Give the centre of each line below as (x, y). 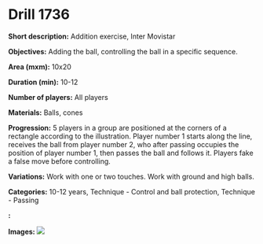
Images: (22, 231)
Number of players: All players (58, 97)
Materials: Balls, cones (46, 113)
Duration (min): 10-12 (43, 82)
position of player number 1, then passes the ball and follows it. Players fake (131, 153)
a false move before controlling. (60, 161)
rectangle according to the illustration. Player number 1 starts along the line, (130, 136)
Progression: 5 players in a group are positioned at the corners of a (118, 128)
